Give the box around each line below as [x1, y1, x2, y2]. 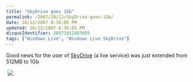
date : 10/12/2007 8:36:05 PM [6, 19, 77, 25]
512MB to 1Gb [6, 58, 39, 65]
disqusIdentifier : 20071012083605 [6, 30, 91, 36]
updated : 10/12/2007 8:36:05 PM [6, 25, 85, 31]
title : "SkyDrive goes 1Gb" [6, 8, 75, 15]
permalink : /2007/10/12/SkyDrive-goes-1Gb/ [6, 14, 114, 20]
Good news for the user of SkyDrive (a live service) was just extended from [6, 52, 188, 59]
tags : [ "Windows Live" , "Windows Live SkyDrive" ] [6, 36, 130, 42]
